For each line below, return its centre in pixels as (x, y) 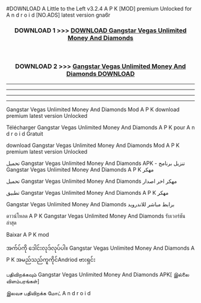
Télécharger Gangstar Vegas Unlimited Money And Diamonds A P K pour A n (100, 127)
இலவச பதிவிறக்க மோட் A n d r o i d (48, 293)
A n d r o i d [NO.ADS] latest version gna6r (58, 15)
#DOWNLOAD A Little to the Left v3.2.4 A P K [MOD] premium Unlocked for (99, 9)
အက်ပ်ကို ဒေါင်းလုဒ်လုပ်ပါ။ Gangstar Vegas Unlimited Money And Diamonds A (100, 248)
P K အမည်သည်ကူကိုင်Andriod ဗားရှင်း (51, 259)
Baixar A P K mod (28, 234)
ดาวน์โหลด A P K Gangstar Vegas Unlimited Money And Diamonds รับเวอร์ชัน (96, 216)
